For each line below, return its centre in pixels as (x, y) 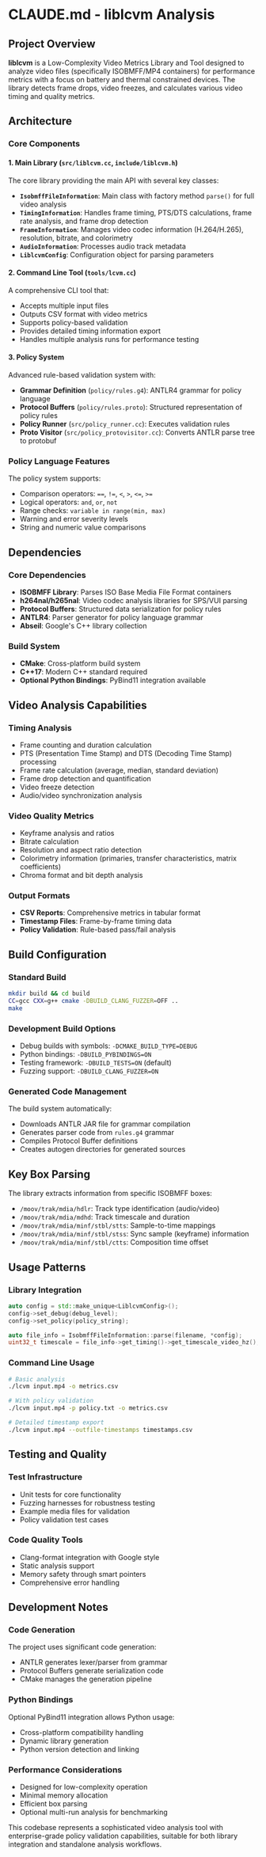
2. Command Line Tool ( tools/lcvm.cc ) (72, 273)
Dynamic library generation (64, 1741)
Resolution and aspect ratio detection (81, 850)
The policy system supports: (55, 478)
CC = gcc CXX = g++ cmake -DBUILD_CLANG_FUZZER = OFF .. (93, 1001)
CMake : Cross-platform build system (80, 663)
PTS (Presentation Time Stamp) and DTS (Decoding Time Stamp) (125, 753)
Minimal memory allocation (64, 1795)
